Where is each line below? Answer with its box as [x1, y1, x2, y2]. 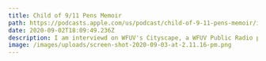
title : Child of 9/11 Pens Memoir [8, 11, 123, 20]
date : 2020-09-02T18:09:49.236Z [8, 26, 115, 34]
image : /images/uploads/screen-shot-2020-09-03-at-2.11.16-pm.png [8, 41, 232, 49]
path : [8, 19, 26, 27]
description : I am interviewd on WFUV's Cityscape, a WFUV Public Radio [8, 33, 253, 42]
